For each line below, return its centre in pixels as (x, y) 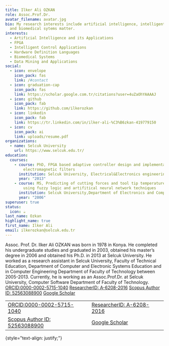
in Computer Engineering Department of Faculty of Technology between (80, 271)
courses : (19, 160)
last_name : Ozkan (23, 216)
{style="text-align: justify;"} (34, 338)
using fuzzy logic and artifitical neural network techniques (90, 188)
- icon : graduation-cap (34, 85)
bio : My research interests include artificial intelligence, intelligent (85, 24)
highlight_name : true (28, 221)
